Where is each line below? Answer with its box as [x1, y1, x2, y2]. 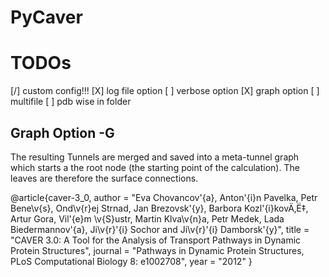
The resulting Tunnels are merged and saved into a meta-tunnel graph [10, 151, 300, 163]
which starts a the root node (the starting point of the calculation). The [10, 161, 300, 173]
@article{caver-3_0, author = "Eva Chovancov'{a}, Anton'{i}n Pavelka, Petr [10, 191, 318, 203]
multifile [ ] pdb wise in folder [10, 96, 132, 108]
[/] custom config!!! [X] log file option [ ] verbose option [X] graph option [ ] [10, 85, 320, 97]
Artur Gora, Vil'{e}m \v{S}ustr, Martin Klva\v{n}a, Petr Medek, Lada [10, 212, 285, 225]
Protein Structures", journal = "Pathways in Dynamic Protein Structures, [10, 244, 305, 256]
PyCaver [10, 6, 83, 29]
